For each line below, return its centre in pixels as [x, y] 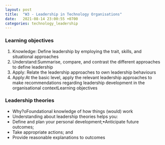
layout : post [18, 10]
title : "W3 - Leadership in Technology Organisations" [64, 14]
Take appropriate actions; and [43, 132]
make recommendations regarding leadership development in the [79, 83]
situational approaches [35, 57]
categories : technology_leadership [42, 23]
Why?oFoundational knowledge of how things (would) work [72, 111]
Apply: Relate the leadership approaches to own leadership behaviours [84, 72]
